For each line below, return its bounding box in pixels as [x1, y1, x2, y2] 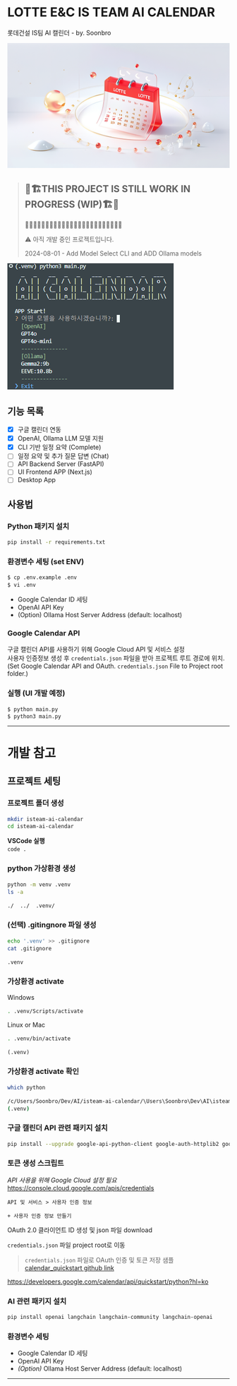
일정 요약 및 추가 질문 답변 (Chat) [17, 452, 109, 460]
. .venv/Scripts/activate [7, 1008, 83, 1015]
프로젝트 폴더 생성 [7, 799, 65, 808]
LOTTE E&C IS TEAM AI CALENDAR [7, 4, 215, 20]
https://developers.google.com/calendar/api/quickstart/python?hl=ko [7, 1277, 209, 1286]
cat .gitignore [7, 945, 52, 952]
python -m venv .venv [7, 880, 71, 888]
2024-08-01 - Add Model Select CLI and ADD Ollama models [24, 249, 202, 258]
